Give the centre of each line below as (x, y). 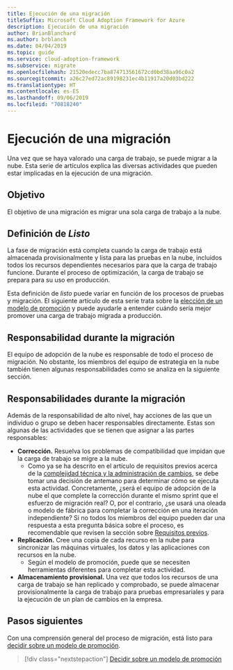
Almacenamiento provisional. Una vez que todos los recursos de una (118, 577)
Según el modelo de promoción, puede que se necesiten (109, 563)
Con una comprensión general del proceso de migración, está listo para (110, 638)
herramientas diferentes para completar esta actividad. (106, 570)
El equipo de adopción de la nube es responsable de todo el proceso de (110, 355)
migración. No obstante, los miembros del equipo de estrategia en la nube (113, 362)
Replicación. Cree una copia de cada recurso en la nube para (106, 540)
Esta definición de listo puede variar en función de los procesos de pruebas (116, 294)
